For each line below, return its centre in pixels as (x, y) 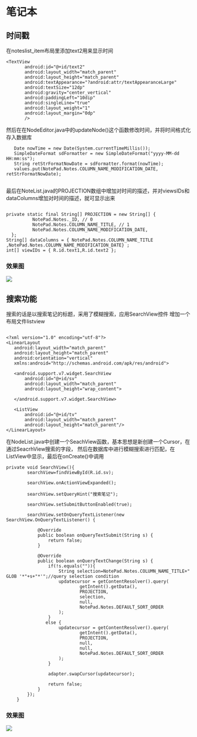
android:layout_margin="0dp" (60, 113)
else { (53, 623)
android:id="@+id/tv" (51, 415)
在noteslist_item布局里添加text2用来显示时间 (60, 51)
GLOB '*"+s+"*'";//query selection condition (62, 577)
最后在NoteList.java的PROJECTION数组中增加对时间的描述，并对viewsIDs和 (98, 191)
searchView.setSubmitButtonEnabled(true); (80, 505)
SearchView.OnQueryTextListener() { (51, 520)
